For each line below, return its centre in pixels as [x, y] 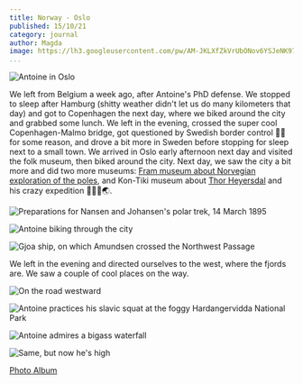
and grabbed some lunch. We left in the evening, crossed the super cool [143, 123]
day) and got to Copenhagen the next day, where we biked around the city [147, 114]
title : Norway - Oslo [50, 18]
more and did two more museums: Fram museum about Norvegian [133, 171]
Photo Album [33, 370]
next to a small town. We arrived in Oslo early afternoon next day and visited [151, 152]
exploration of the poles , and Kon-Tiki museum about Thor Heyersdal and [146, 180]
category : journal [44, 34]
